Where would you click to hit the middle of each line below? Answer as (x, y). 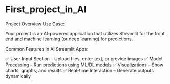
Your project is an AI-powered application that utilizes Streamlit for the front (85, 33)
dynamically (18, 76)
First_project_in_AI (46, 9)
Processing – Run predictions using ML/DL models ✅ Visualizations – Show (84, 65)
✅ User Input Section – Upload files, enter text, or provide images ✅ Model (84, 59)
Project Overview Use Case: (35, 24)
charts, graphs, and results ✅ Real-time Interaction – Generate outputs (80, 70)
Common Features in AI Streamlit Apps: (47, 49)
